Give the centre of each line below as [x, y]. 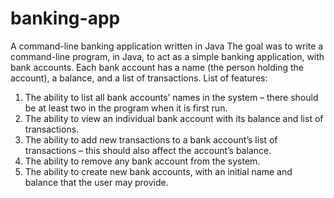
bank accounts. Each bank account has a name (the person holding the [157, 67]
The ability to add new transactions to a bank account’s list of [151, 139]
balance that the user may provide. [96, 182]
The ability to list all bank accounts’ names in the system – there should [171, 97]
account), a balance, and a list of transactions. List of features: [139, 78]
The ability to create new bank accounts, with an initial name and [158, 171]
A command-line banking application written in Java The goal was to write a [167, 46]
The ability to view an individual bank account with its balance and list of [174, 118]
